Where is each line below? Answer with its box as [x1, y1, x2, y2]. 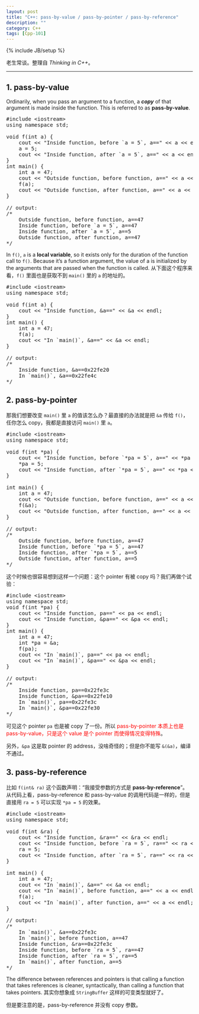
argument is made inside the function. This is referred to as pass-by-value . [6, 104, 191, 111]
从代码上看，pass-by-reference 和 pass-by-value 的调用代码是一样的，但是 [6, 791, 191, 798]
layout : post [6, 8, 38, 15]
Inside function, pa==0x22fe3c [18, 687, 110, 693]
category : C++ [6, 25, 41, 31]
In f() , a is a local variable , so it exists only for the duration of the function [6, 251, 188, 258]
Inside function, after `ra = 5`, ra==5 [18, 952, 138, 959]
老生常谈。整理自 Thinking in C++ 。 [6, 59, 94, 66]
